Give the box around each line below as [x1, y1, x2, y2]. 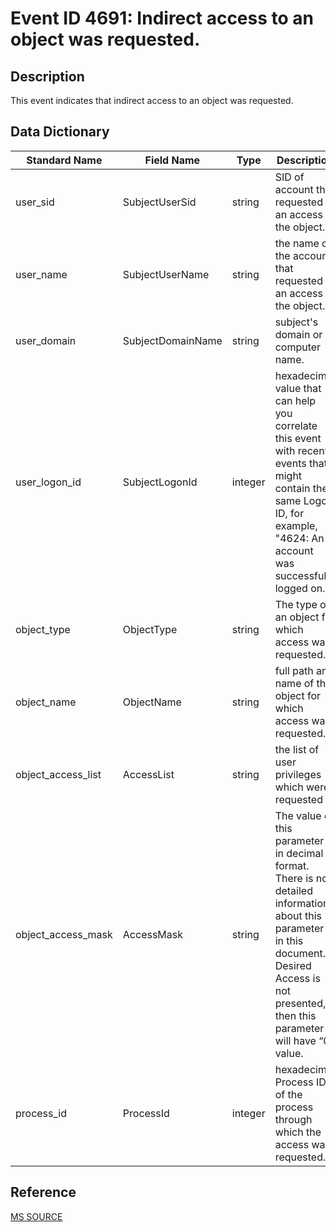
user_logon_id [15, 475, 82, 489]
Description [10, 68, 85, 85]
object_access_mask [15, 927, 113, 941]
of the [274, 1087, 303, 1101]
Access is [274, 971, 321, 985]
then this [274, 1008, 317, 1022]
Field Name [144, 153, 201, 167]
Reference [10, 1184, 77, 1201]
